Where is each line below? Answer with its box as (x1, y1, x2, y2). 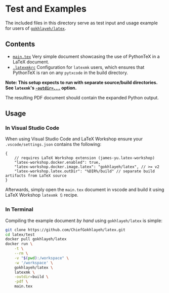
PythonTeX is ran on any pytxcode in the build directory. (12, 69, 128, 76)
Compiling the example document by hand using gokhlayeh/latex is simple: (5, 217, 163, 224)
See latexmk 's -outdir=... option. (5, 85, 77, 91)
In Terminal (5, 206, 34, 213)
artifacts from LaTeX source (5, 173, 67, 178)
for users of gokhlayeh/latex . (5, 25, 66, 31)
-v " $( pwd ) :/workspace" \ (14, 255, 69, 261)
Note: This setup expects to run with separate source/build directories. (5, 79, 158, 85)
